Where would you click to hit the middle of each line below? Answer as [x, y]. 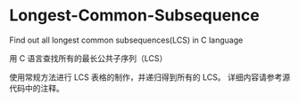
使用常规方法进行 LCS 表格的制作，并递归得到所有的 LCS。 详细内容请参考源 [150, 77]
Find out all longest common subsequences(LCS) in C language [126, 40]
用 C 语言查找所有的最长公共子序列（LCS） [88, 58]
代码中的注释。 [37, 88]
